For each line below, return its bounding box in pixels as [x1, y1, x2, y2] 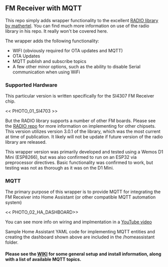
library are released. [5, 139, 47, 145]
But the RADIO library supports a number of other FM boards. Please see [5, 118, 156, 124]
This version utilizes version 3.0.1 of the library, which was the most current [5, 128, 160, 135]
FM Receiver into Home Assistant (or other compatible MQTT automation [5, 194, 156, 200]
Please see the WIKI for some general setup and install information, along [5, 251, 161, 257]
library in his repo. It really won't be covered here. [5, 28, 108, 34]
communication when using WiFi [12, 69, 80, 75]
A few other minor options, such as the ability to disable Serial [12, 63, 141, 69]
